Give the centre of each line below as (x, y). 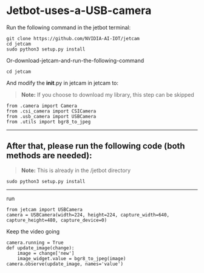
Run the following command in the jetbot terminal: (69, 27)
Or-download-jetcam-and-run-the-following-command (75, 60)
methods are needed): (49, 156)
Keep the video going (33, 231)
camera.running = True (35, 243)
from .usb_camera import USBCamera (51, 116)
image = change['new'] (46, 253)
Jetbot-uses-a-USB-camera (79, 11)
